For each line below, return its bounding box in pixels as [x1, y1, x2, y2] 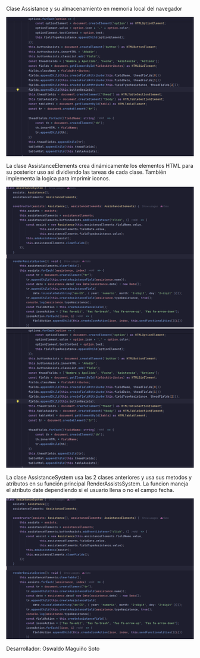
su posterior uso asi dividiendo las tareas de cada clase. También [6, 168, 167, 176]
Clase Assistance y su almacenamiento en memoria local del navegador [6, 5, 183, 12]
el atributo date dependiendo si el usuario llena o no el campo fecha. [6, 486, 174, 493]
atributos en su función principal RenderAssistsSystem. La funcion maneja [6, 480, 189, 487]
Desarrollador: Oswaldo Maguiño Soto [6, 645, 100, 653]
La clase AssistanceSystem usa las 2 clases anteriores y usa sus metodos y [6, 473, 192, 481]
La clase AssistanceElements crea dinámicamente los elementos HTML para [6, 162, 193, 169]
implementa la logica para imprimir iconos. [6, 174, 111, 182]
